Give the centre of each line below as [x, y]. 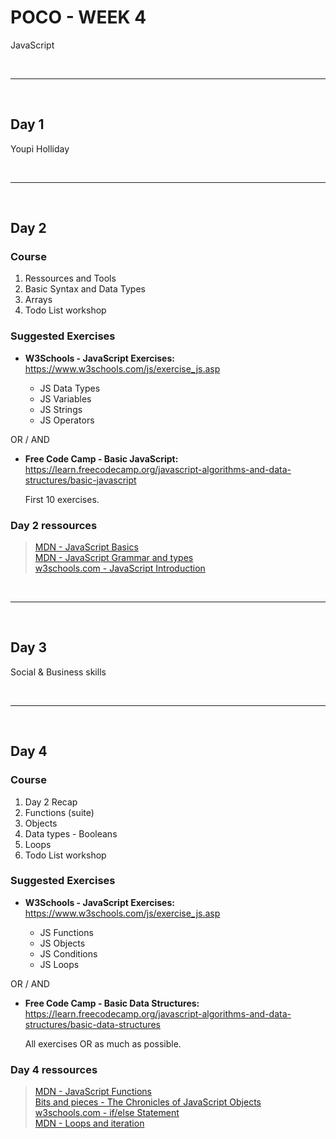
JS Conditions [68, 953]
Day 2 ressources [54, 525]
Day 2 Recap [51, 802]
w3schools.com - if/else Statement [107, 1113]
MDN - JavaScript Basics [86, 547]
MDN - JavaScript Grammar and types [114, 558]
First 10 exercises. [62, 499]
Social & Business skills [58, 672]
